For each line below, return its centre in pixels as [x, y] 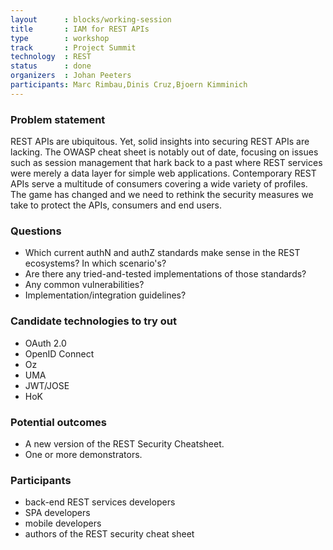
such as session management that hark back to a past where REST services [166, 163]
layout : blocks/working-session [91, 19]
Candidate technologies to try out [93, 321]
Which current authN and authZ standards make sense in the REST [162, 253]
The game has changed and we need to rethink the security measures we [162, 195]
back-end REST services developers [100, 502]
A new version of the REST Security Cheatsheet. [124, 443]
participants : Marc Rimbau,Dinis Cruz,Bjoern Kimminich [129, 85]
